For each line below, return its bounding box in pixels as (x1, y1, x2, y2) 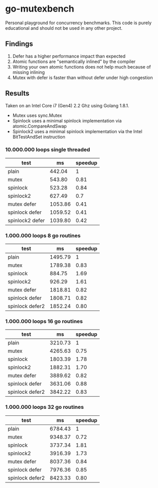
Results (5, 89, 30, 98)
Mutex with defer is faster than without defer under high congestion (12, 74, 153, 81)
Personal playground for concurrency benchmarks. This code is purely (5, 20, 152, 26)
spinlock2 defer (8, 217, 45, 224)
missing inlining (12, 69, 45, 75)
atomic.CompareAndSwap (12, 123, 67, 129)
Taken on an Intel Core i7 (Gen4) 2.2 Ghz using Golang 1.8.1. (5, 102, 129, 108)
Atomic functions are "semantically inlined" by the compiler (12, 58, 136, 65)
